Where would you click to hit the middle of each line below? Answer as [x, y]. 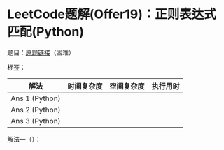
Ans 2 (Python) [36, 110]
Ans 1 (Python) [36, 98]
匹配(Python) [45, 32]
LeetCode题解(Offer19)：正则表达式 [112, 14]
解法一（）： [24, 139]
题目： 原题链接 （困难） [41, 52]
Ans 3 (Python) [36, 121]
